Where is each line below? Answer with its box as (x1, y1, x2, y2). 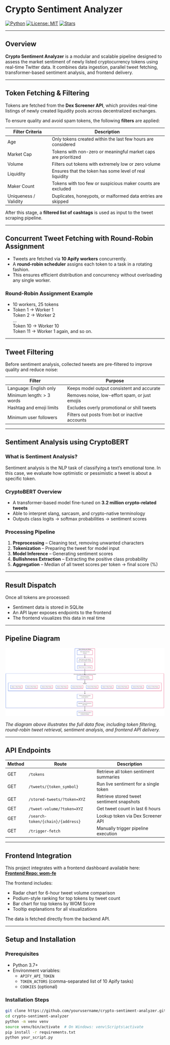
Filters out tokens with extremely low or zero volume (52, 161, 161, 167)
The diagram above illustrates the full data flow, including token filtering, (5, 721, 157, 727)
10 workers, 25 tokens (12, 302, 59, 308)
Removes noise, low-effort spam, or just (67, 392, 151, 398)
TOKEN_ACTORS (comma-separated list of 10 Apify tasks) (20, 978, 134, 984)
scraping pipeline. (5, 215, 43, 221)
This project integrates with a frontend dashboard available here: (5, 865, 141, 871)
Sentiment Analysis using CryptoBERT (5, 438, 129, 446)
